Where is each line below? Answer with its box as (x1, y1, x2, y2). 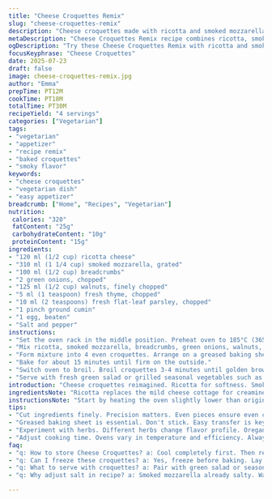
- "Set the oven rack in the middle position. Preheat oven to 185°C (8, 335, 249, 344)
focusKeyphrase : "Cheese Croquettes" (8, 49, 136, 58)
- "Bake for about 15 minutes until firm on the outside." (8, 358, 212, 367)
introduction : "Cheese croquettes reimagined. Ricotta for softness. (8, 381, 249, 389)
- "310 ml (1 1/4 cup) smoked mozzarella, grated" (8, 260, 183, 268)
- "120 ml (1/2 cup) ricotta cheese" (8, 253, 136, 261)
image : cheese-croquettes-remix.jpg (8, 72, 132, 80)
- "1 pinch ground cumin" (8, 305, 96, 313)
